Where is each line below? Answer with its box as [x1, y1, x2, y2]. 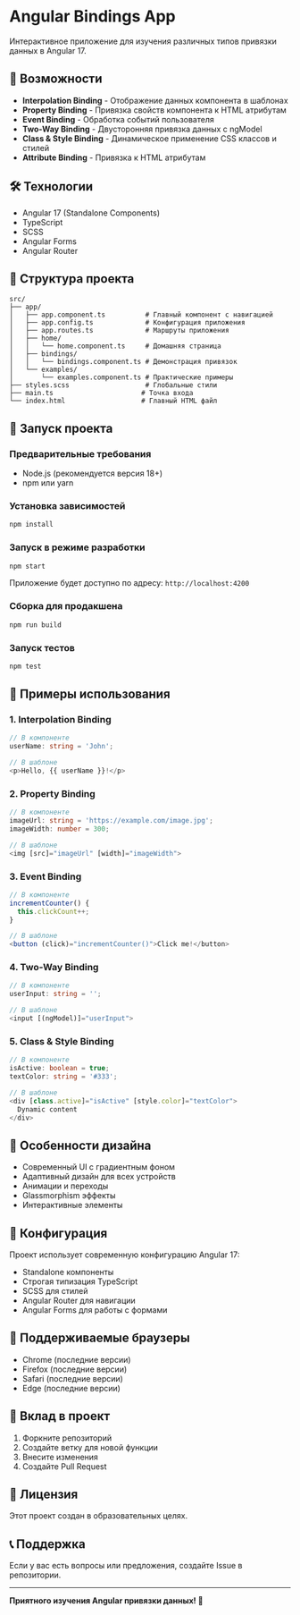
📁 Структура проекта [9, 271, 135, 286]
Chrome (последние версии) [21, 1354, 131, 1365]
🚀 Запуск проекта [9, 420, 113, 435]
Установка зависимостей [9, 499, 126, 512]
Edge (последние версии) [21, 1382, 121, 1393]
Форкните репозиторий [21, 1433, 112, 1443]
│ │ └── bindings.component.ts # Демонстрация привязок [9, 358, 238, 367]
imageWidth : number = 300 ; [9, 824, 110, 833]
